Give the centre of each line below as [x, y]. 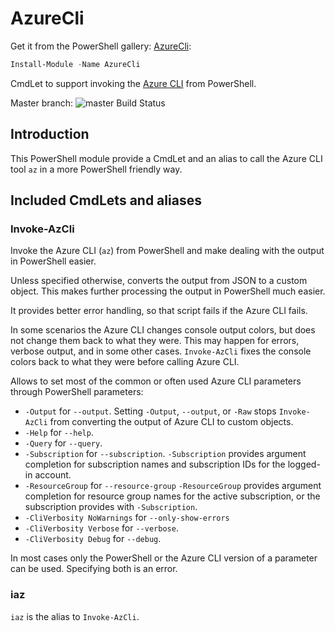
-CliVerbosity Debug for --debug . [93, 539]
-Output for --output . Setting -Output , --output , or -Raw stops [150, 411]
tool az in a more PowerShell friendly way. [96, 169]
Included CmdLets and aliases [106, 200]
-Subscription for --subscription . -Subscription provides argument [165, 454]
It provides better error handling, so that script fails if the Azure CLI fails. [159, 311]
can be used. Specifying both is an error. [94, 569]
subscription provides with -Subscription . [111, 507]
